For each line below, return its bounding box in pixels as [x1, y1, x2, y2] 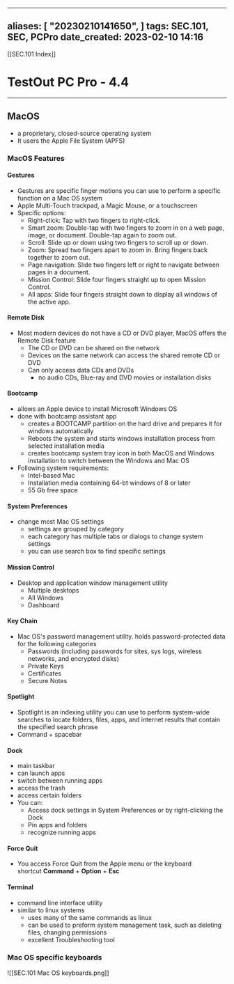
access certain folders [17, 791, 82, 799]
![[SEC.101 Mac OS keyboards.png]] [7, 969, 109, 977]
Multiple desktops [27, 586, 79, 594]
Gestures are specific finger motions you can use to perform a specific [17, 186, 221, 195]
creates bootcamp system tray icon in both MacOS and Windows [27, 449, 214, 458]
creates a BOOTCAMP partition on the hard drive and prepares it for [27, 419, 223, 428]
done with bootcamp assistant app [17, 412, 117, 421]
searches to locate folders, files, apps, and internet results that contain [17, 715, 221, 724]
